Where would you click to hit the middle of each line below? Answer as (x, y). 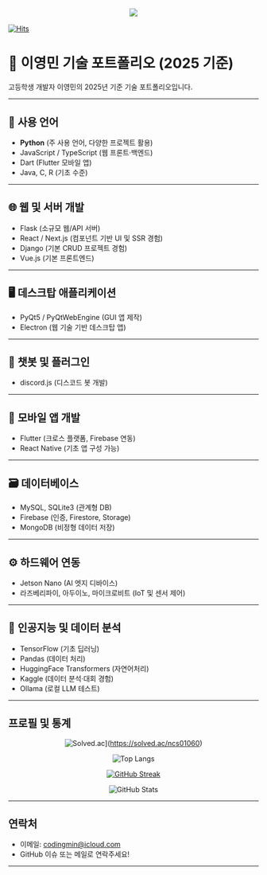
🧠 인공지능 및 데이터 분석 (65, 628)
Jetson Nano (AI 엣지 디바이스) (69, 583)
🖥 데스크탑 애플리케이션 (62, 293)
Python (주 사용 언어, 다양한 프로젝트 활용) (86, 143)
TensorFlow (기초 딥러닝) (60, 648)
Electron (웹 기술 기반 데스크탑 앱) (73, 327)
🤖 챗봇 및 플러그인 (49, 362)
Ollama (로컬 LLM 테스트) (60, 688)
